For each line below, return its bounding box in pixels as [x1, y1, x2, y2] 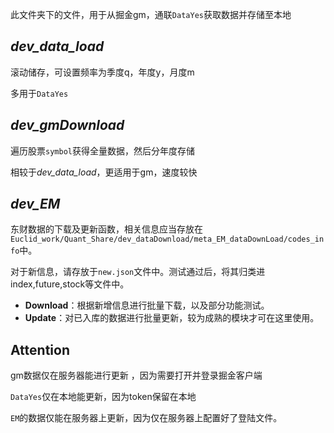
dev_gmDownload [10, 117, 125, 134]
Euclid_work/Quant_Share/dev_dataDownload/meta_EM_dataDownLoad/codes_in [10, 234, 325, 245]
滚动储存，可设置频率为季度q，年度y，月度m [10, 66, 195, 78]
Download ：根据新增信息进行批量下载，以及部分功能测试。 [24, 299, 270, 312]
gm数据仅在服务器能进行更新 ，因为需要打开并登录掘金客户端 [10, 369, 263, 382]
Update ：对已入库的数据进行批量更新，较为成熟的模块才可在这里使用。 [24, 312, 320, 324]
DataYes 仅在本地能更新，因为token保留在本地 [10, 391, 197, 403]
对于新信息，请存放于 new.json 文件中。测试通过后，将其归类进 [10, 266, 266, 278]
